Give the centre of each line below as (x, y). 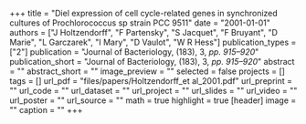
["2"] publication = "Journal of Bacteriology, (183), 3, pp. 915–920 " (134, 52)
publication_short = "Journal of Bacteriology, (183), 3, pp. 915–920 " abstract (152, 62)
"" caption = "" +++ (47, 110)
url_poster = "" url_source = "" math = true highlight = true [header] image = (153, 100)
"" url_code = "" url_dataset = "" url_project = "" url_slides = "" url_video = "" (153, 91)
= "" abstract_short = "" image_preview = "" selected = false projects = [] (148, 71)
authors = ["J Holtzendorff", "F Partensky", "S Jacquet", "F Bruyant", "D (144, 32)
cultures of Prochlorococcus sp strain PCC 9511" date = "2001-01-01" (140, 23)
